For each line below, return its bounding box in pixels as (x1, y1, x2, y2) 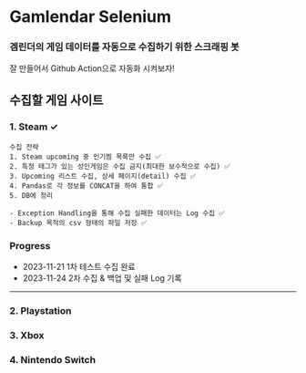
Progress (9, 240, 51, 253)
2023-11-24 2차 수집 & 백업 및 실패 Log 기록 (22, 273, 182, 284)
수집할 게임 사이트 (9, 92, 104, 108)
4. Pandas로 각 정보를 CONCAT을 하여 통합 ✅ (9, 181, 164, 191)
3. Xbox (9, 329, 45, 342)
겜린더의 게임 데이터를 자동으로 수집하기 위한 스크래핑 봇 (9, 41, 240, 54)
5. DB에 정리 (9, 192, 53, 201)
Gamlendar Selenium (9, 6, 171, 27)
